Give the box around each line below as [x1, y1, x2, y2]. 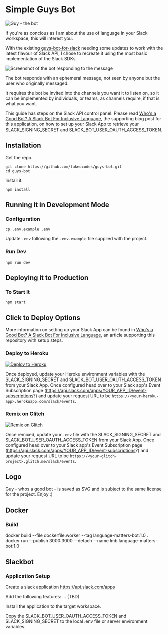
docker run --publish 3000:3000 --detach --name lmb [5, 538, 118, 544]
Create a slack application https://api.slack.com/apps [5, 584, 115, 590]
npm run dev [5, 260, 30, 265]
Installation [5, 141, 41, 150]
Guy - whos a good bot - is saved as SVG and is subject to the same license [5, 486, 162, 492]
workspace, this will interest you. [5, 35, 73, 41]
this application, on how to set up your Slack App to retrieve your [5, 121, 139, 127]
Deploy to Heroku [5, 350, 49, 357]
